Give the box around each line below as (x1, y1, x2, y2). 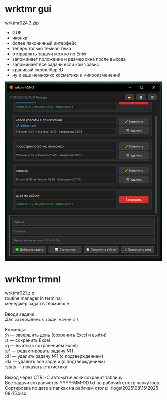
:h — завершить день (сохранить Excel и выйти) (5, 332, 107, 338)
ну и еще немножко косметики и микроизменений (12, 72, 121, 78)
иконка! (12, 35, 29, 41)
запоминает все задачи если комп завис (12, 61, 99, 67)
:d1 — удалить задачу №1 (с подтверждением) (5, 353, 103, 359)
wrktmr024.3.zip (5, 20, 39, 26)
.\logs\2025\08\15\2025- (109, 385, 161, 391)
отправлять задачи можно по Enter (12, 51, 87, 57)
